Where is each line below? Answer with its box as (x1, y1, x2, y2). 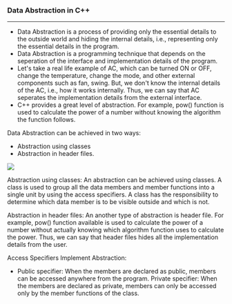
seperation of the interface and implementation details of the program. (17, 57, 217, 65)
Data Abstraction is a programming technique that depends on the (17, 50, 206, 58)
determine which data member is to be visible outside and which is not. (7, 198, 210, 206)
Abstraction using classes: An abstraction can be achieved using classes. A (7, 176, 222, 184)
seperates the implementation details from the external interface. (17, 94, 202, 102)
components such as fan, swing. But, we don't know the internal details (17, 79, 221, 88)
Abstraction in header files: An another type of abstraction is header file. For (7, 211, 224, 219)
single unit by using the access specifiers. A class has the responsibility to (7, 190, 219, 199)
